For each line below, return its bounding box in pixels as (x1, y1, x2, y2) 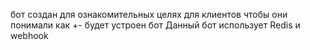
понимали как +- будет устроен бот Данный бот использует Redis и (10, 19, 301, 31)
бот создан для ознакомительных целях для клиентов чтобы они (10, 9, 288, 20)
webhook (10, 30, 49, 41)
